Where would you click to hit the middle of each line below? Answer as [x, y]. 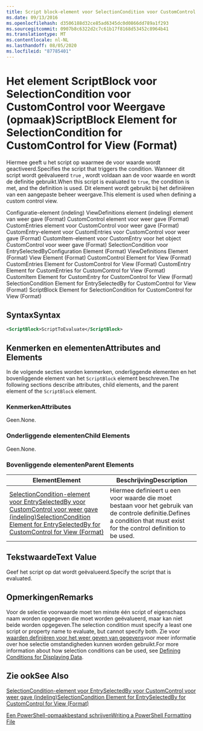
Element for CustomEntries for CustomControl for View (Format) [86, 270]
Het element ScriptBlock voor [82, 81]
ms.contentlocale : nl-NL [37, 40]
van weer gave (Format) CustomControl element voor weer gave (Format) [98, 219]
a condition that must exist [147, 521]
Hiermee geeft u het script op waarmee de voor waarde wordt [83, 162]
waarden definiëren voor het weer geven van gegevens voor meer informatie [101, 638]
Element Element [56, 480]
